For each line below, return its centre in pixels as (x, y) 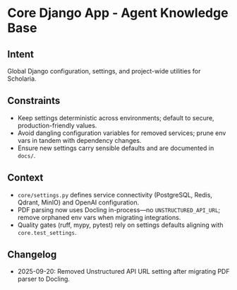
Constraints (34, 101)
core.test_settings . (47, 232)
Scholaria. (22, 79)
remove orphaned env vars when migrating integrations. (99, 217)
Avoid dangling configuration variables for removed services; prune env (122, 133)
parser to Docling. (44, 279)
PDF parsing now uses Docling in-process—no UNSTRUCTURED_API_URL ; (119, 209)
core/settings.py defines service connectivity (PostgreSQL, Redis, (115, 195)
